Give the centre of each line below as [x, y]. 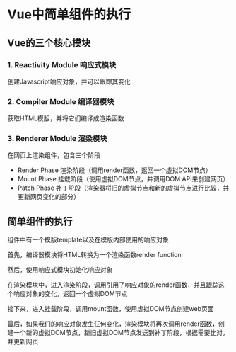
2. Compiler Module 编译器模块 [61, 101]
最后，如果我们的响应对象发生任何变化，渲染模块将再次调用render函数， [113, 324]
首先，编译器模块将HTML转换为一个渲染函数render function [94, 255]
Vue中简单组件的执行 [69, 15]
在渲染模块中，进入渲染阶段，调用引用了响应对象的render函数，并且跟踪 [113, 285]
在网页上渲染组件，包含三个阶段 [54, 155]
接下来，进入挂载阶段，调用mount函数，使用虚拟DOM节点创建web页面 [111, 309]
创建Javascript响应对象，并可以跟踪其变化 [69, 81]
